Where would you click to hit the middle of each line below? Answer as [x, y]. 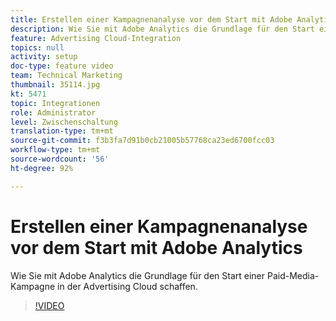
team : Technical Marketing [66, 76]
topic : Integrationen [55, 103]
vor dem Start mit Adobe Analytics [156, 247]
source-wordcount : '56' [60, 159]
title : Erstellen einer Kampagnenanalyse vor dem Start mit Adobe [151, 19]
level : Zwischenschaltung [64, 122]
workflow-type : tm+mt [55, 150]
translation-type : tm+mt [62, 131]
